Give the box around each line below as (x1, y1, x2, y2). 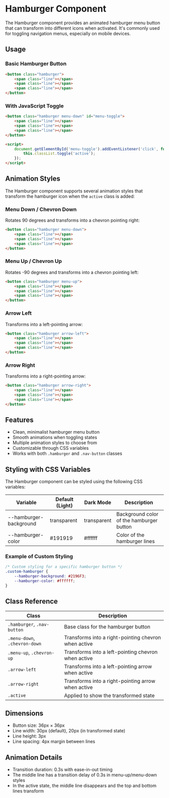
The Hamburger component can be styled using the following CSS (5, 478, 143, 485)
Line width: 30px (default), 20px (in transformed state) (12, 728, 126, 734)
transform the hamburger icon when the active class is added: (5, 193, 135, 199)
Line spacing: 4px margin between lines (12, 738, 96, 744)
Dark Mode (84, 499, 112, 506)
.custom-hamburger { (5, 569, 49, 574)
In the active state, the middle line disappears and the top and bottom (12, 783, 157, 789)
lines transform (12, 788, 44, 794)
